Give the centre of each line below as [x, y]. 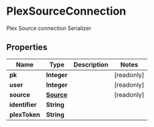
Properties [27, 47]
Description [91, 64]
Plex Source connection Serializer [49, 28]
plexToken [25, 114]
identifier [23, 104]
